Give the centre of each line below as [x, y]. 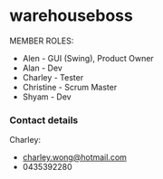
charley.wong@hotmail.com [74, 157]
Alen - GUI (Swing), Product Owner [88, 58]
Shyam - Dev [47, 97]
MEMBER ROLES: [42, 41]
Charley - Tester [53, 77]
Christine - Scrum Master [70, 87]
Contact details [44, 120]
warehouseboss [71, 16]
